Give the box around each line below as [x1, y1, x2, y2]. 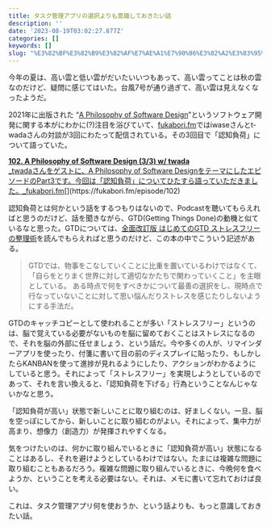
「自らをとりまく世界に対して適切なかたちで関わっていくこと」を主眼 [27, 271, 261, 280]
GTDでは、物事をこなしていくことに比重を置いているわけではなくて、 [27, 261, 262, 270]
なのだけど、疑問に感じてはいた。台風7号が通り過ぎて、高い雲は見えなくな [8, 82, 260, 92]
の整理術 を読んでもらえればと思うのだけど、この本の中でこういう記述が [8, 233, 248, 243]
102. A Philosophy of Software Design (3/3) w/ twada [8, 157, 190, 166]
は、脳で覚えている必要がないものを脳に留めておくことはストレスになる [8, 329, 248, 337]
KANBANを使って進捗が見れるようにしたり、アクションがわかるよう [22, 358, 250, 368]
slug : [8, 49, 27, 57]
